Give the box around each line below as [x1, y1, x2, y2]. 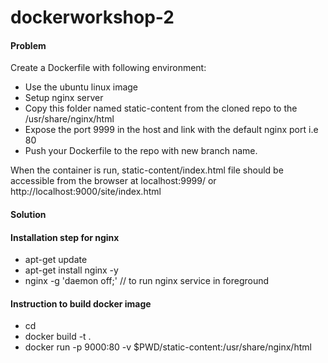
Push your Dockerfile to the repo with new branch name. [24, 145, 258, 157]
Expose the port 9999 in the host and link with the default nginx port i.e [24, 124, 319, 136]
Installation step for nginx [10, 231, 120, 243]
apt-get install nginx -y [24, 264, 119, 276]
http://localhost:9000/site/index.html [10, 186, 162, 198]
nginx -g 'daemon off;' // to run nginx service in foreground [24, 275, 270, 287]
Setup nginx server [24, 92, 104, 104]
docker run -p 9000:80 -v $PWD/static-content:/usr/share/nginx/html [24, 341, 312, 353]
